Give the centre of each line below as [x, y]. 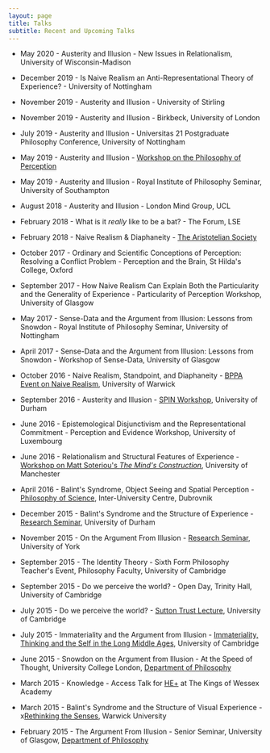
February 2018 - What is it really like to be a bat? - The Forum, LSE [131, 222]
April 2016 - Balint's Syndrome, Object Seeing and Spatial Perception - [137, 490]
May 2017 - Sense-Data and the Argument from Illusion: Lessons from [136, 319]
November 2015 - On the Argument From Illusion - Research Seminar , [135, 538]
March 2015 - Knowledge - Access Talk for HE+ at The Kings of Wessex [139, 684]
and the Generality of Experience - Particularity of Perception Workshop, [141, 295]
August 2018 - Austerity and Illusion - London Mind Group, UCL [125, 206]
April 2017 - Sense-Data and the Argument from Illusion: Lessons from [137, 351]
